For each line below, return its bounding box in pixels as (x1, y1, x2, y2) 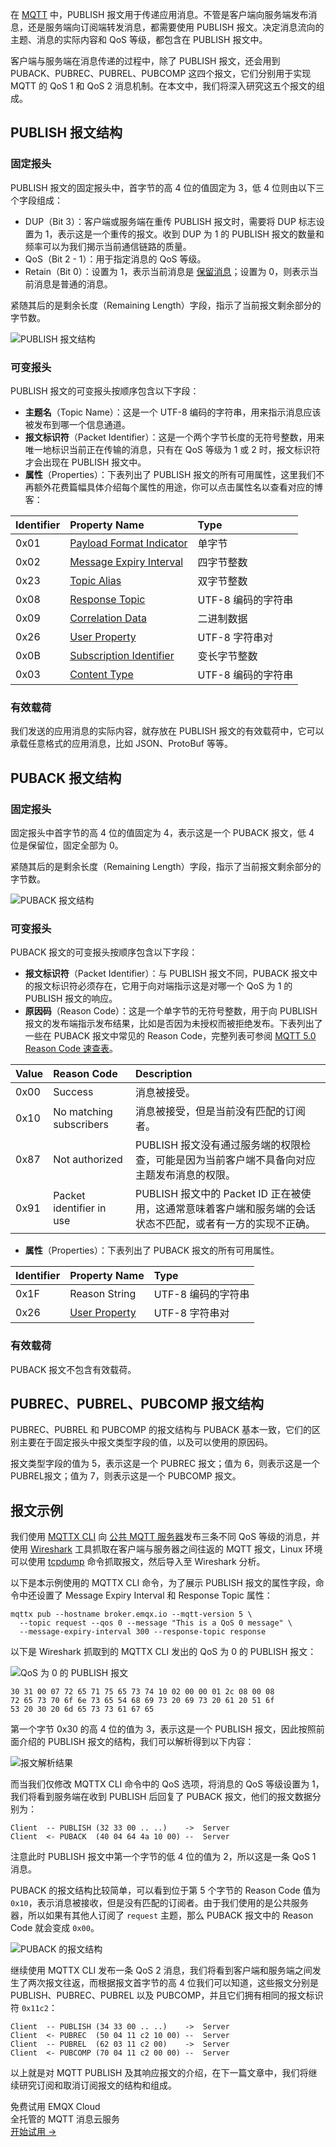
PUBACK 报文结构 (10, 769, 122, 787)
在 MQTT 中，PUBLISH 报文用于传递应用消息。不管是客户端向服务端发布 (10, 9, 309, 20)
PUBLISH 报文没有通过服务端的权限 (134, 1138, 302, 1152)
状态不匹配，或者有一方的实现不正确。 (134, 1217, 316, 1231)
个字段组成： (10, 194, 63, 206)
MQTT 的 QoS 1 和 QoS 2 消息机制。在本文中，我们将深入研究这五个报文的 (10, 80, 317, 92)
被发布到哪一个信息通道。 (24, 418, 131, 430)
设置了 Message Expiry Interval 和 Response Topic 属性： (36, 1589, 273, 1602)
